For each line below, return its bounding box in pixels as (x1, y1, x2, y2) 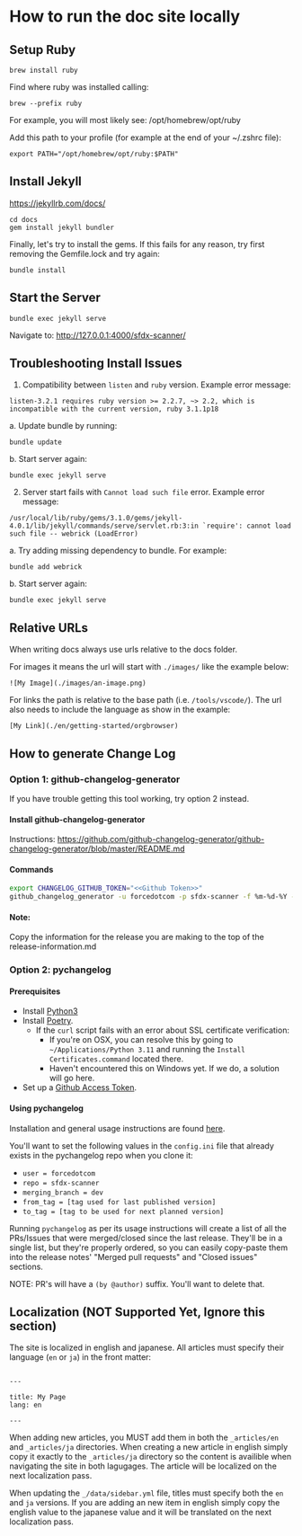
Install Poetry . (22, 1016, 74, 1026)
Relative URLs (9, 620, 88, 635)
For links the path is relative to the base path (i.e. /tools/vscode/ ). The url (9, 695, 282, 706)
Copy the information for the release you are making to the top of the (9, 932, 265, 943)
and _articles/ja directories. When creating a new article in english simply (9, 1442, 289, 1452)
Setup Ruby (9, 42, 76, 58)
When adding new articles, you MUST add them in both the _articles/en (9, 1432, 279, 1443)
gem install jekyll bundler (9, 223, 115, 232)
